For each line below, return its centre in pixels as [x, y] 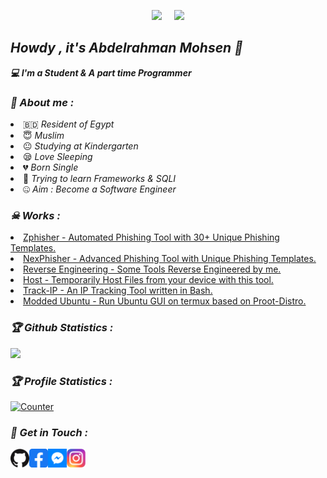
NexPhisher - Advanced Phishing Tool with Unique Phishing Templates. [170, 259]
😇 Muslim [44, 136]
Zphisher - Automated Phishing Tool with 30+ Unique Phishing [151, 237]
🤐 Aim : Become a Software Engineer [100, 189]
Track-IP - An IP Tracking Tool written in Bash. [118, 291]
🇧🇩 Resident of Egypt [69, 124]
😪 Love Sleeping [58, 157]
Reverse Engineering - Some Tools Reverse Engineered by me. [152, 269]
